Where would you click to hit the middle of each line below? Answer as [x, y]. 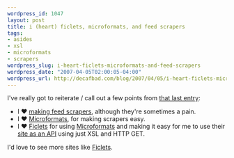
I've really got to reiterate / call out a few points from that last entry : [104, 98]
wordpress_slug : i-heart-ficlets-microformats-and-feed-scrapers [104, 65]
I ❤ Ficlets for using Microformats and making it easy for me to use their [121, 127]
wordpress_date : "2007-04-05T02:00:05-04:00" [74, 72]
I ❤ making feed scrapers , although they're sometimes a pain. [107, 111]
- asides [20, 40]
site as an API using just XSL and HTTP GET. [81, 134]
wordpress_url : [29, 78]
